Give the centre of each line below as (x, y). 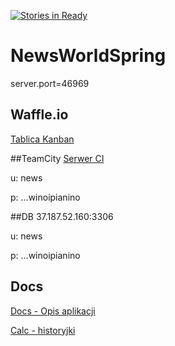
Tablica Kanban (42, 139)
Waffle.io (39, 115)
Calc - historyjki (43, 330)
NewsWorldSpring (88, 56)
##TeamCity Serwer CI (57, 158)
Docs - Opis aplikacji (53, 311)
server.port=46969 (50, 83)
